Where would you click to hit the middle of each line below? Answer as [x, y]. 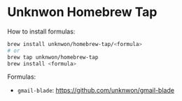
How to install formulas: [41, 31]
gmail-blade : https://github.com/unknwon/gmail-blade [96, 91]
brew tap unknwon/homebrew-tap [53, 57]
